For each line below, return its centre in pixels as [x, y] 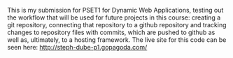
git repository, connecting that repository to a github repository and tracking [117, 25]
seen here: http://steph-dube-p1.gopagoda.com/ [77, 47]
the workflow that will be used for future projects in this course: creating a [114, 17]
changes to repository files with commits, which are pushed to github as [111, 32]
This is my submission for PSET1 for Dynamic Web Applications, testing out [115, 10]
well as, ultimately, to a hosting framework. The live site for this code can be [117, 40]
